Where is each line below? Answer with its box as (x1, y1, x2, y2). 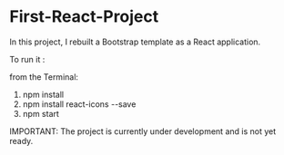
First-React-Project (9, 6, 159, 27)
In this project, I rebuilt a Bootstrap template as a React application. (9, 36, 261, 47)
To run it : (9, 53, 46, 64)
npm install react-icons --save (22, 98, 137, 110)
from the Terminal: (9, 71, 79, 82)
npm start (22, 108, 59, 119)
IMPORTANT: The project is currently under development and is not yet (9, 125, 277, 137)
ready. (9, 135, 34, 146)
